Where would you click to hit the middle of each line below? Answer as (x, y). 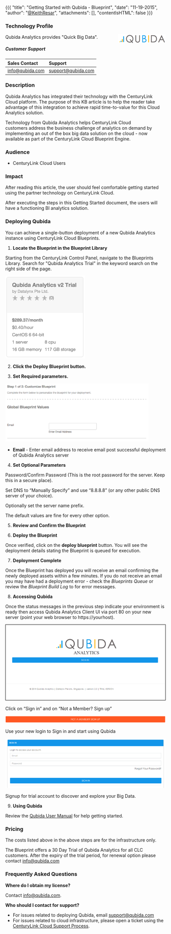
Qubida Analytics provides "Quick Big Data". (52, 37)
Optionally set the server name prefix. (45, 506)
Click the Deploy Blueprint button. (49, 366)
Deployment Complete (37, 560)
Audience (18, 152)
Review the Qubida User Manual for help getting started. (64, 816)
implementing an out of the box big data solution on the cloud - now (76, 133)
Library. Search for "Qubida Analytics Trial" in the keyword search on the (81, 263)
